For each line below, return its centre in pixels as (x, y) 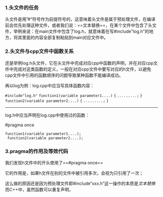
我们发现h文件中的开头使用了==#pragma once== (54, 162)
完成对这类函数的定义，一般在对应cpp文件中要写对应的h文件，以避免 (82, 69)
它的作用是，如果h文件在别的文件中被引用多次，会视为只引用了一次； (74, 173)
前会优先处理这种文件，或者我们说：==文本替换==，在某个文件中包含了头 (79, 25)
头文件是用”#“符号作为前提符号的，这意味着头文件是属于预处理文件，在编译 (80, 19)
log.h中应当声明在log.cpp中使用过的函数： (47, 115)
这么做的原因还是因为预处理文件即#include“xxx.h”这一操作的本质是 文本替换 (80, 183)
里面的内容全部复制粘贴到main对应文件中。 (65, 38)
